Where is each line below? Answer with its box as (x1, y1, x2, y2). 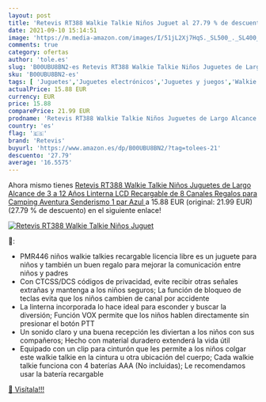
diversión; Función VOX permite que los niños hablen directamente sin (19, 310, 249, 320)
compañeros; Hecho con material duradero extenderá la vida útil (19, 336, 230, 345)
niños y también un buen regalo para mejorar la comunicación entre (19, 260, 241, 270)
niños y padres (19, 268, 69, 278)
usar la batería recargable (19, 370, 104, 379)
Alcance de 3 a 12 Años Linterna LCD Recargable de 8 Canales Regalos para (8, 189, 257, 199)
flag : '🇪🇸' (8, 129, 47, 137)
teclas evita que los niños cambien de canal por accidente (19, 294, 210, 303)
